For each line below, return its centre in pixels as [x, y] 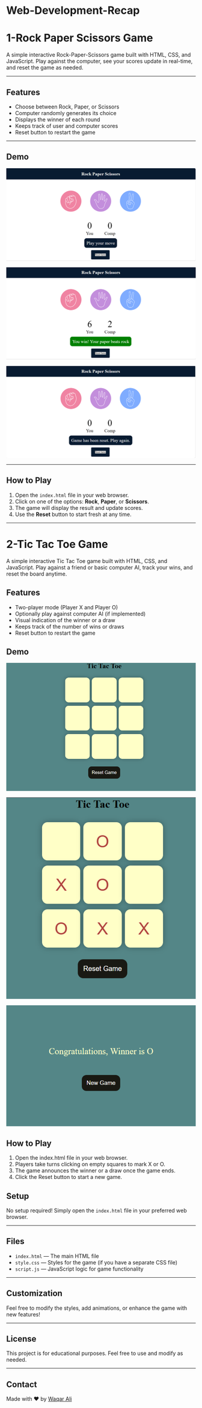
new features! [23, 1314]
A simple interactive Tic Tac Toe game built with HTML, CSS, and [87, 561]
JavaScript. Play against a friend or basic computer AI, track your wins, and [100, 567]
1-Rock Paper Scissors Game [80, 38]
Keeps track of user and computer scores [66, 126]
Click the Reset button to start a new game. [68, 1177]
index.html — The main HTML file [57, 1256]
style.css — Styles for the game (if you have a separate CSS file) [96, 1262]
